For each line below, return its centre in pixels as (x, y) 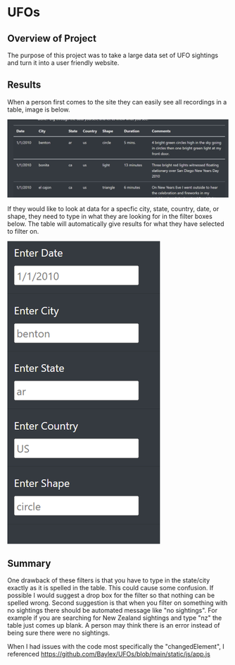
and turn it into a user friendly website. (63, 63)
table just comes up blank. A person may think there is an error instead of (114, 625)
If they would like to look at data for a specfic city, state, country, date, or (113, 208)
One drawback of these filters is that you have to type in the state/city (108, 580)
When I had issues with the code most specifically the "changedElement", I (116, 647)
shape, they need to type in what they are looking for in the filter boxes (110, 216)
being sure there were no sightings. (59, 633)
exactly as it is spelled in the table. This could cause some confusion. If (110, 588)
